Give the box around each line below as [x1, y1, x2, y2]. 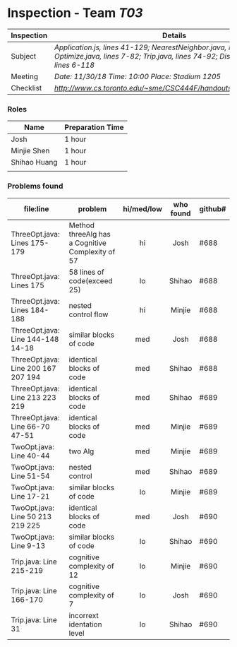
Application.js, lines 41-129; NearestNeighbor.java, [54, 42, 227, 52]
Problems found [7, 182, 63, 191]
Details [162, 30, 187, 40]
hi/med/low [123, 203, 162, 213]
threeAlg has [68, 229, 111, 239]
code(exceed [68, 275, 113, 285]
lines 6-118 [54, 60, 95, 70]
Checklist [11, 83, 42, 93]
